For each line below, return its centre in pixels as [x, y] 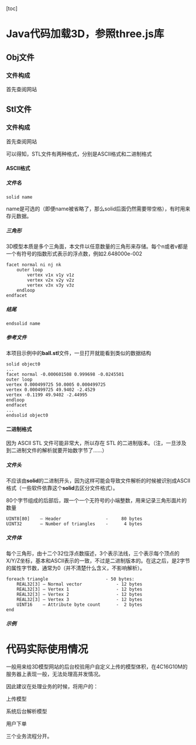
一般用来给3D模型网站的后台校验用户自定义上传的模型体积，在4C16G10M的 [97, 667]
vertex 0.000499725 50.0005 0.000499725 [56, 385]
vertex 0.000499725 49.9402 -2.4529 [51, 390]
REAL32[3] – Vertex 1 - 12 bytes [80, 589]
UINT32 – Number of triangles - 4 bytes [74, 524]
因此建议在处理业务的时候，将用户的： [52, 686]
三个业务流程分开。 [29, 736]
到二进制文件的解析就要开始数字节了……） [57, 450]
